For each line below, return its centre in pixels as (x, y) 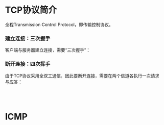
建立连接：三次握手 (28, 38)
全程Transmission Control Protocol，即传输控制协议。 (59, 25)
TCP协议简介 (31, 10)
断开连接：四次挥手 (28, 64)
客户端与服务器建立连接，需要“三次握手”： (48, 50)
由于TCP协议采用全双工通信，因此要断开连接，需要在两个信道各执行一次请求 (82, 75)
